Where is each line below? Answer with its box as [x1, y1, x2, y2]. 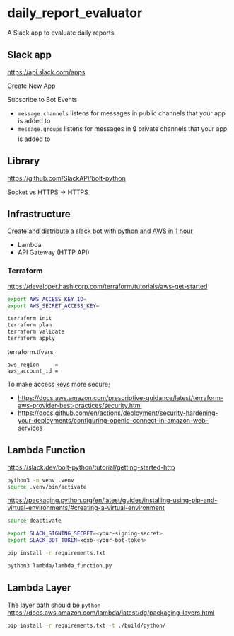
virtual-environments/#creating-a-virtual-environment [7, 504, 165, 512]
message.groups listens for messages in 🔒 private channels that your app [17, 124, 228, 132]
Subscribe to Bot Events [7, 95, 78, 103]
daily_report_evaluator [7, 5, 143, 21]
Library [7, 155, 40, 167]
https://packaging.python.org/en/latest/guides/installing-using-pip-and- [7, 496, 218, 504]
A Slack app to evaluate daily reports [7, 28, 115, 37]
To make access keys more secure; [7, 380, 111, 388]
